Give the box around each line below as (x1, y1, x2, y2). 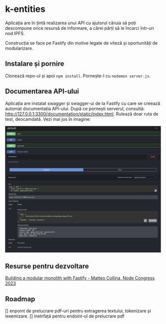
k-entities (5, 3, 45, 15)
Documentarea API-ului (5, 87, 79, 96)
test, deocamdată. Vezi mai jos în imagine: (5, 116, 91, 122)
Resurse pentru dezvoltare (5, 262, 89, 270)
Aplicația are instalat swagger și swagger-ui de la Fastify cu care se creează (5, 100, 161, 106)
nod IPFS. (5, 30, 25, 36)
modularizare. (5, 45, 34, 51)
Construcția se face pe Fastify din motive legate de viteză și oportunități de (5, 40, 158, 46)
